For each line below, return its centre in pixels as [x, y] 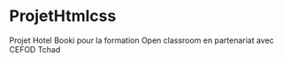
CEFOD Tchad [35, 49]
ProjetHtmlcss [63, 16]
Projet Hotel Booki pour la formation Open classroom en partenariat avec [141, 40]
